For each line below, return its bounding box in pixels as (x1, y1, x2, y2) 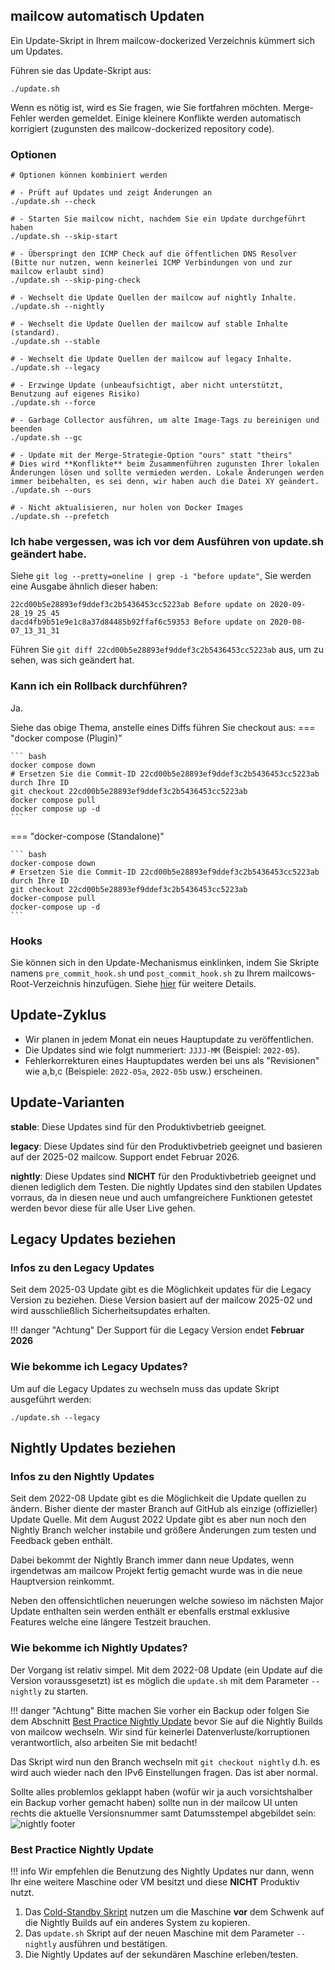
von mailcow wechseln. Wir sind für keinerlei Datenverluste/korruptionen (10, 1725, 310, 1738)
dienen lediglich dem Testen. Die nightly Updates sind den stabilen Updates (10, 1180, 323, 1193)
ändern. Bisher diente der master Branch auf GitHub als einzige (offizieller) (10, 1503, 318, 1515)
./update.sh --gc (10, 433, 83, 443)
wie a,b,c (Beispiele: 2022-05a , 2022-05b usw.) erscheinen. (24, 1065, 263, 1077)
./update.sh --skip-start (10, 232, 118, 242)
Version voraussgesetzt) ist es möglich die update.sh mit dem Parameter (10, 1674, 309, 1686)
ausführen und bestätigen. (58, 1937, 168, 1949)
